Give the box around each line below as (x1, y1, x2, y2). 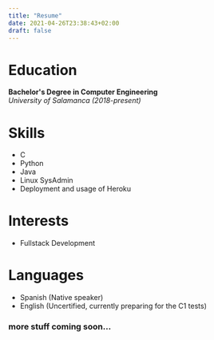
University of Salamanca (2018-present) (8, 96, 141, 105)
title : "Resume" (8, 11, 62, 20)
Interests (8, 212, 69, 230)
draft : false (8, 26, 52, 34)
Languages (8, 267, 84, 284)
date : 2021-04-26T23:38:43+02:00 (8, 19, 120, 27)
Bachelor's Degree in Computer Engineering (8, 87, 158, 97)
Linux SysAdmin (19, 176, 73, 185)
